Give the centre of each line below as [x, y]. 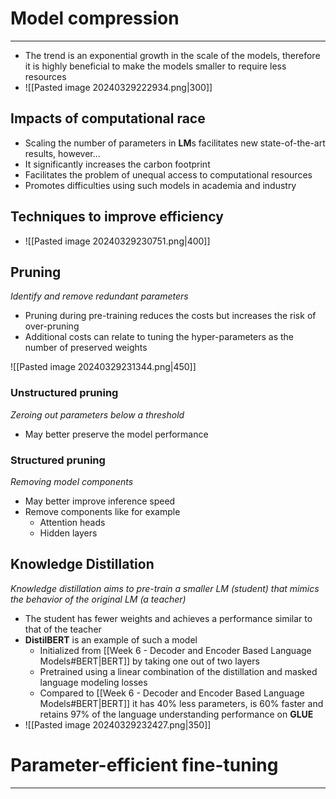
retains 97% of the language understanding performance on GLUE [176, 714]
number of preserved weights [86, 348]
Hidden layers [68, 533]
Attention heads [72, 522]
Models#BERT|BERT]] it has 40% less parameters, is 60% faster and [181, 703]
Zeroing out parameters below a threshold [97, 414]
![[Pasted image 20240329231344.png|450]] [103, 367]
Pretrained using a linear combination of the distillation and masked [178, 671]
